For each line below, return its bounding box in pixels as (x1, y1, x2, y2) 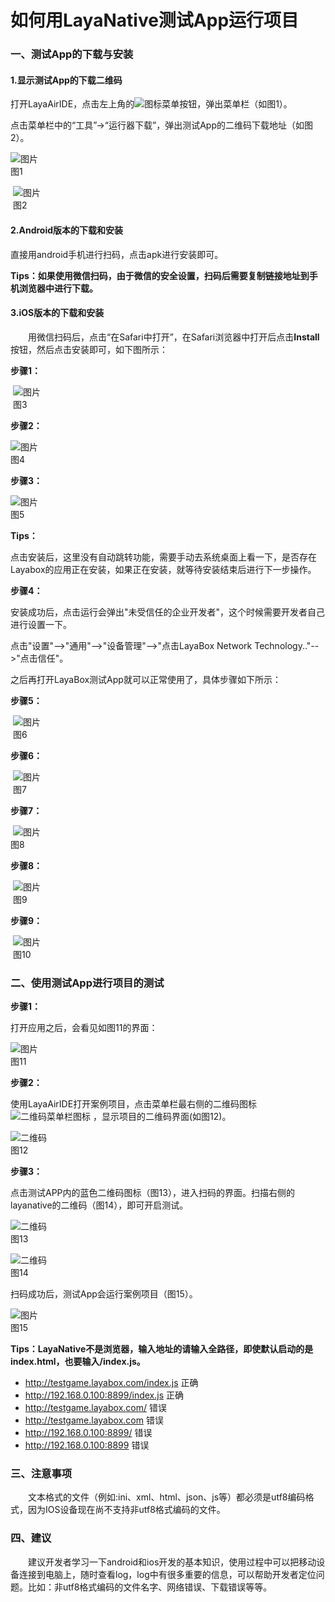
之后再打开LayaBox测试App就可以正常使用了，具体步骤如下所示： (10, 673, 282, 685)
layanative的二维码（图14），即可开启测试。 (10, 1199, 189, 1211)
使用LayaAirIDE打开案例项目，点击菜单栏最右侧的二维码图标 (10, 1098, 258, 1110)
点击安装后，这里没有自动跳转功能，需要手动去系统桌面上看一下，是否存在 (10, 551, 317, 563)
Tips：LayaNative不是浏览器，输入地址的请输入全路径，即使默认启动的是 (10, 1343, 314, 1355)
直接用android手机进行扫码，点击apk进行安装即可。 (10, 248, 224, 260)
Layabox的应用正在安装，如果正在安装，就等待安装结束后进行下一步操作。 (10, 563, 317, 575)
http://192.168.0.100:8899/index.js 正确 (24, 1389, 184, 1401)
